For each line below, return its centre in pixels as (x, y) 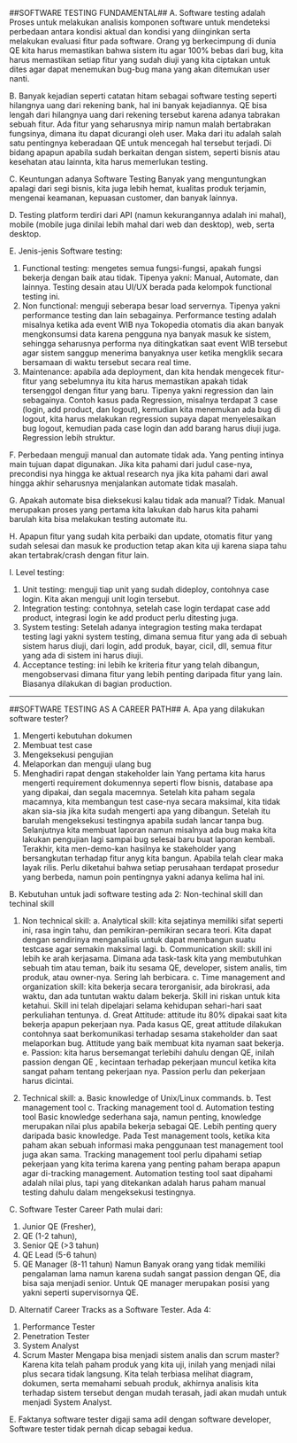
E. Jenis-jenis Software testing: (66, 251)
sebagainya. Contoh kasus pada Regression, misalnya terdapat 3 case (150, 400)
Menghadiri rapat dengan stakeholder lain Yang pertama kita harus (144, 773)
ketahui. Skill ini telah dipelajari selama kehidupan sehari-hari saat (142, 1006)
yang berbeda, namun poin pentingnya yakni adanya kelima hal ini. (143, 877)
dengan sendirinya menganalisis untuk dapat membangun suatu (139, 940)
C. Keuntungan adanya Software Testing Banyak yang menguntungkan (138, 179)
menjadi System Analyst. (67, 1402)
